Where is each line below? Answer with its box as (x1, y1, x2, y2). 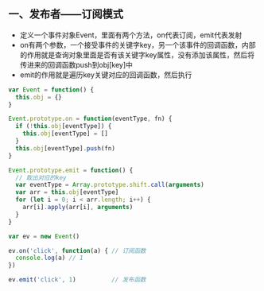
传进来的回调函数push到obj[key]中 (19, 60, 134, 69)
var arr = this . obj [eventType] (15, 188, 119, 196)
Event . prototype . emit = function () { (8, 166, 134, 174)
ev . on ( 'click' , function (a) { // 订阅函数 (8, 246, 146, 254)
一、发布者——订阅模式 (8, 7, 123, 21)
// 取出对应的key (15, 173, 67, 181)
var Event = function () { (8, 86, 94, 94)
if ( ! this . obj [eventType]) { (15, 122, 112, 130)
